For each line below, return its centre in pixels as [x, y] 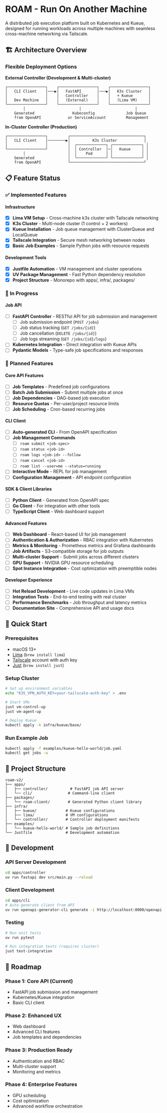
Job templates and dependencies [47, 1037]
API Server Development [36, 862]
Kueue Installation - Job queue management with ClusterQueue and [83, 229]
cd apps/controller [25, 872]
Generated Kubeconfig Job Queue [80, 113]
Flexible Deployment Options [41, 67]
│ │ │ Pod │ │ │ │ [86, 154]
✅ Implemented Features [36, 195]
